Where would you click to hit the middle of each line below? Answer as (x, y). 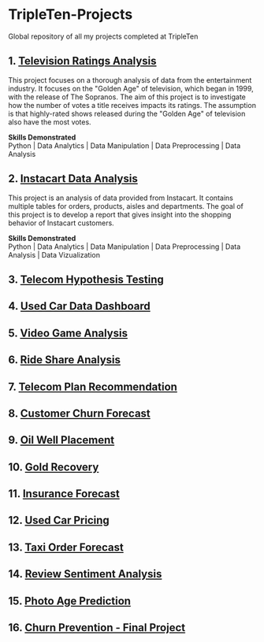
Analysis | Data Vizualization (54, 254)
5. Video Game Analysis (68, 333)
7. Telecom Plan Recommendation (93, 386)
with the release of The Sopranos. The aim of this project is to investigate (127, 97)
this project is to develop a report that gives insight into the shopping (120, 214)
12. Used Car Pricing (59, 520)
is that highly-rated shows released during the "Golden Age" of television (127, 113)
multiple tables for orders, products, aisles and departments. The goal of (126, 206)
